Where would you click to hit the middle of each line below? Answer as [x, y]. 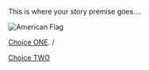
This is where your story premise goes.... [75, 12]
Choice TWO [29, 58]
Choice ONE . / [32, 42]
